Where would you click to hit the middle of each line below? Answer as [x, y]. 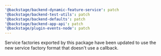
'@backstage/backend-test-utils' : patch [47, 14]
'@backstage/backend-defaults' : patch [45, 19]
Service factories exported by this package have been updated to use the [80, 42]
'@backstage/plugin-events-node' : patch [47, 28]
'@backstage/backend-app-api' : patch [44, 24]
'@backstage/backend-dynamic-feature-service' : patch [62, 10]
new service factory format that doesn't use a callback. [61, 48]
